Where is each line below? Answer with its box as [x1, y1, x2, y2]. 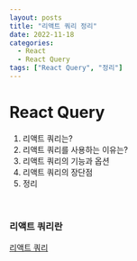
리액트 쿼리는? [22, 132, 74, 144]
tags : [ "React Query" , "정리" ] [9, 64, 123, 73]
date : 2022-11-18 [9, 30, 75, 39]
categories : [9, 38, 54, 48]
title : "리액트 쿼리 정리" [9, 22, 97, 31]
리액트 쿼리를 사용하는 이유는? [22, 144, 129, 155]
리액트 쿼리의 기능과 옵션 [22, 155, 110, 166]
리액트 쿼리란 [9, 220, 63, 232]
